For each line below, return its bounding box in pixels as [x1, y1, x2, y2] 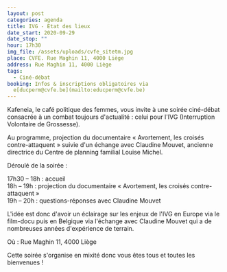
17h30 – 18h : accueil [7, 174, 66, 183]
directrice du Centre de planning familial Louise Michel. [7, 148, 163, 157]
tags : [7, 67, 23, 74]
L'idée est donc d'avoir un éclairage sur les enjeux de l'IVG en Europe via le [7, 210, 220, 218]
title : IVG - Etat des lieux [7, 23, 91, 30]
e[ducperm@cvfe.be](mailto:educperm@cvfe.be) [13, 87, 146, 93]
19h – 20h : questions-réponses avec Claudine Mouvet [7, 196, 161, 205]
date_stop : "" [7, 36, 48, 43]
